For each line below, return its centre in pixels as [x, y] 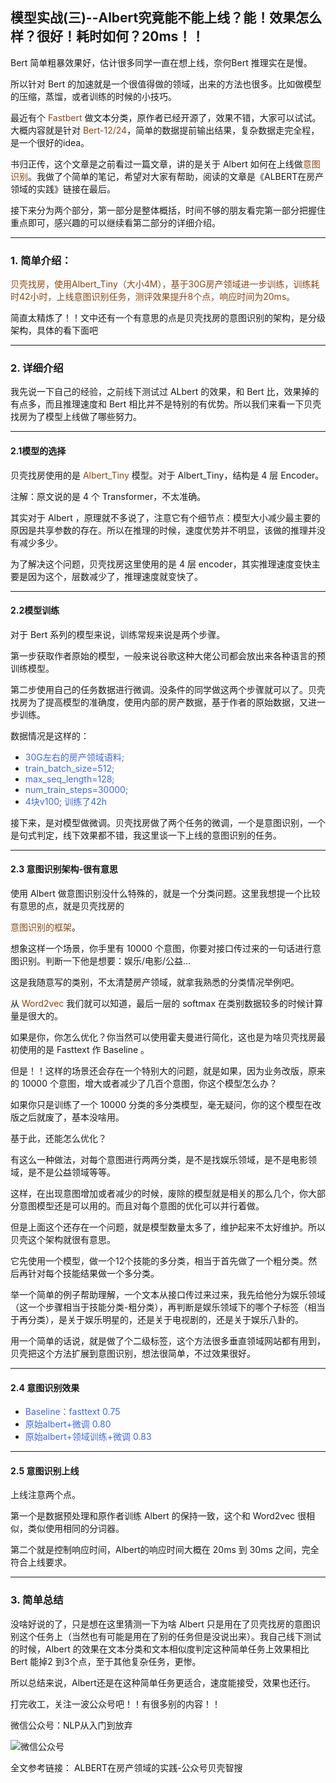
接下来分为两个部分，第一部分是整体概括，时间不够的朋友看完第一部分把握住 [168, 210]
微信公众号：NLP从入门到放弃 [71, 1725]
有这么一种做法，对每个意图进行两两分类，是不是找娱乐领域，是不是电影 [159, 1160]
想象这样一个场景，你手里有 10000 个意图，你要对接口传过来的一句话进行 [161, 949]
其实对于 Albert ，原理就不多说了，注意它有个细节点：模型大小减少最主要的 [165, 517]
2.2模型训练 [35, 610]
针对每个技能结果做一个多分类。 [93, 1274]
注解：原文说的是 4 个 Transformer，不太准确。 [108, 496]
